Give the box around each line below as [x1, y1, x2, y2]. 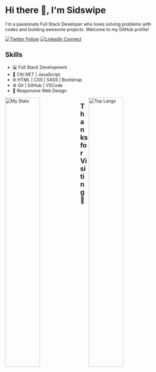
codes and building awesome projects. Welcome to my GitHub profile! [5, 26, 149, 32]
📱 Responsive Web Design [12, 87, 67, 93]
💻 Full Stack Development [12, 64, 67, 70]
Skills [5, 50, 22, 59]
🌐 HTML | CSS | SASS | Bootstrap [12, 76, 82, 82]
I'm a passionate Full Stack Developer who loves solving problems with [5, 21, 151, 27]
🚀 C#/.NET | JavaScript [12, 71, 60, 77]
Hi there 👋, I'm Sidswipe [5, 4, 106, 16]
